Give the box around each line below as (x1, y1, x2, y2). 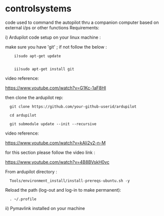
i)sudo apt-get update (14, 53, 61, 59)
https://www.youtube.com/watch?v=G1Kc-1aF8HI (5, 85, 106, 91)
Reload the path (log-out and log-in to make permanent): (5, 187, 121, 193)
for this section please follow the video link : (5, 149, 95, 155)
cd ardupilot (9, 113, 37, 118)
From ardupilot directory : (5, 168, 57, 174)
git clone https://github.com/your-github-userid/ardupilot (9, 104, 137, 109)
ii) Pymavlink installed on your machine (5, 205, 85, 211)
